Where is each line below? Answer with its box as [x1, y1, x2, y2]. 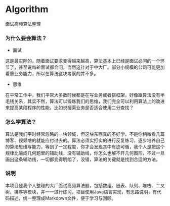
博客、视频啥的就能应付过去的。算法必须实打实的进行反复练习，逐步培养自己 [5, 137, 165, 143]
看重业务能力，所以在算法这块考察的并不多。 [5, 71, 99, 77]
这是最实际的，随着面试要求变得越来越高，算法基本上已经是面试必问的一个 [5, 58, 160, 64]
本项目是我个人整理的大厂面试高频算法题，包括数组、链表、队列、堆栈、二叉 [5, 182, 165, 188]
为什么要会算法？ [5, 34, 47, 41]
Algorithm [5, 4, 49, 15]
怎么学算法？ [5, 119, 37, 126]
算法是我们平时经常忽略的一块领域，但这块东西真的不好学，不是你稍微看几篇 [5, 131, 165, 137]
